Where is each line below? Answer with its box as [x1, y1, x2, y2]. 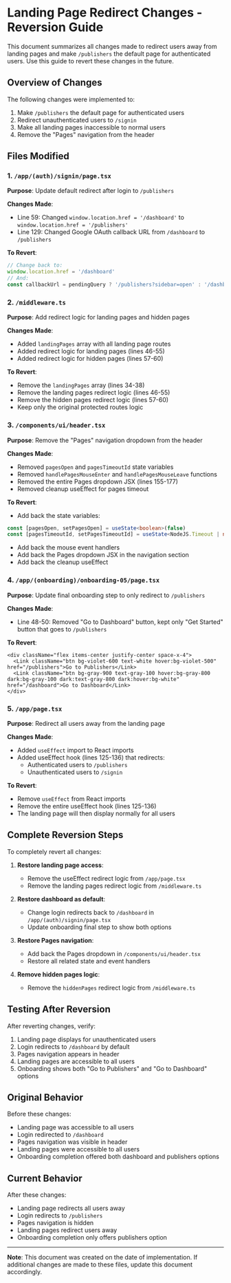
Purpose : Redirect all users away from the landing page [7, 719, 165, 727]
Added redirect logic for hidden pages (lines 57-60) [16, 355, 164, 363]
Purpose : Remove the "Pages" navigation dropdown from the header [7, 436, 203, 444]
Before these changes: [7, 1110, 71, 1118]
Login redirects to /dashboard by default [16, 1042, 130, 1051]
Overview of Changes [7, 77, 102, 89]
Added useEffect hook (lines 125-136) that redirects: [16, 753, 165, 762]
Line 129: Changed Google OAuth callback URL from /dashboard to [16, 228, 205, 236]
